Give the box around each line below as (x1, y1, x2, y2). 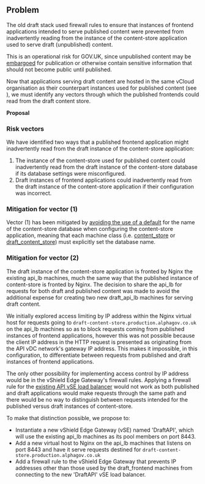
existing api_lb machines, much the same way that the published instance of (6, 274, 199, 281)
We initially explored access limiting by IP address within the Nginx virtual (6, 312, 192, 319)
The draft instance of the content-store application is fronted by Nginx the (6, 267, 193, 275)
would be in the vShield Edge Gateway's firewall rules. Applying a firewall (6, 376, 192, 383)
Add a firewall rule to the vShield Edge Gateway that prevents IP (15, 458, 176, 465)
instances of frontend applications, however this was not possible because (6, 332, 195, 339)
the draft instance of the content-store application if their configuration (15, 183, 195, 190)
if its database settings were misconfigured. (15, 170, 127, 178)
